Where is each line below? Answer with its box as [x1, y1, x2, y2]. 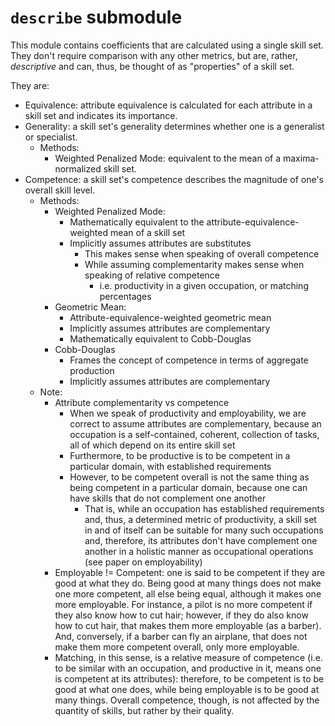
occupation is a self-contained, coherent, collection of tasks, [69, 428, 320, 440]
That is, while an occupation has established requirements [84, 502, 325, 515]
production [69, 364, 115, 376]
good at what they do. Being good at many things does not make [54, 577, 322, 589]
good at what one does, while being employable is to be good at [54, 683, 320, 695]
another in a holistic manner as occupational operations [84, 545, 314, 557]
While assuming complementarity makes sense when [84, 258, 305, 270]
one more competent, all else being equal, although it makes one [54, 587, 322, 600]
